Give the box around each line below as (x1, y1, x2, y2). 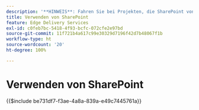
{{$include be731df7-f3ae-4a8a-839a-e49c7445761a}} (6, 97, 142, 104)
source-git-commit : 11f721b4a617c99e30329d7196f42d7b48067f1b (6, 31, 163, 37)
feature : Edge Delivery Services (6, 20, 89, 25)
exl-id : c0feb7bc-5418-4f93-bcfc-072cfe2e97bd (6, 25, 123, 31)
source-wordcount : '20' (6, 42, 65, 48)
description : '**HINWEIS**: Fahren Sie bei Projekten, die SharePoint (6, 8, 184, 15)
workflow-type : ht (6, 36, 52, 42)
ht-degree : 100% (6, 47, 46, 53)
